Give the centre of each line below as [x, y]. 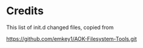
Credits [25, 11]
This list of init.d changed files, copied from [60, 27]
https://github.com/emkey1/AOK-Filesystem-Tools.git [71, 39]
